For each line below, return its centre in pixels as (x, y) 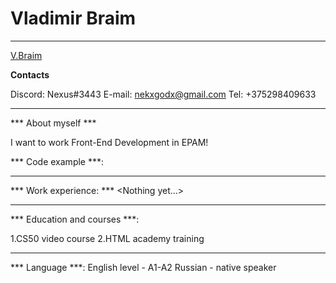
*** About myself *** (53, 123)
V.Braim (26, 55)
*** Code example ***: (57, 161)
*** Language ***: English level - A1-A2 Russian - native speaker (143, 267)
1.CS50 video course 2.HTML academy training (107, 238)
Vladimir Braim (73, 18)
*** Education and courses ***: (75, 219)
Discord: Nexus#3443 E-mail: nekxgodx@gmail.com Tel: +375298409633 (163, 94)
